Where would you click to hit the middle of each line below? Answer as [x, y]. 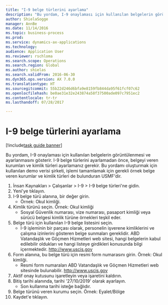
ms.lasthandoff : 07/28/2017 [35, 103]
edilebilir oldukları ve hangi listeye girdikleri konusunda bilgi [81, 244]
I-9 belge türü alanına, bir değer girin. [51, 196]
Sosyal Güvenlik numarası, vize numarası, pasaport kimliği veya [85, 212]
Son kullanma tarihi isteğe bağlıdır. [56, 287]
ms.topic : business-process [35, 33]
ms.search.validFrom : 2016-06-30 [40, 75]
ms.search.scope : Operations [36, 61]
